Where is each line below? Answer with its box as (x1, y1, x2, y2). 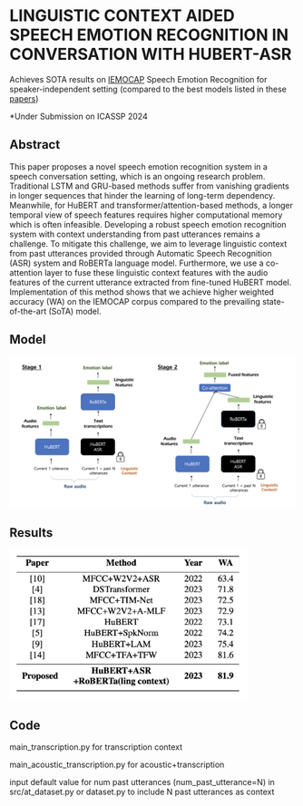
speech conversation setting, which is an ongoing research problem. (9, 170, 266, 181)
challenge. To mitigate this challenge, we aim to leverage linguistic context (9, 238, 288, 249)
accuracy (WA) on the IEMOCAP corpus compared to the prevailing (9, 296, 261, 306)
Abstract (9, 137, 61, 152)
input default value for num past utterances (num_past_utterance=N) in (9, 777, 275, 788)
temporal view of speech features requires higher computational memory (9, 209, 283, 220)
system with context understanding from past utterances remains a (9, 228, 260, 239)
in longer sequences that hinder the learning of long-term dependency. (9, 189, 276, 200)
